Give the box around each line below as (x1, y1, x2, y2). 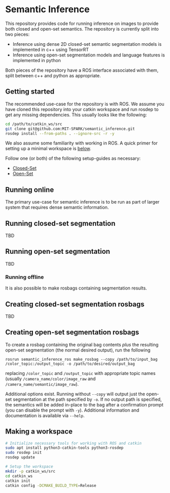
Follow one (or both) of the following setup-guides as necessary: (5, 155, 141, 161)
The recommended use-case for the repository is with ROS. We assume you (5, 101, 165, 107)
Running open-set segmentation (5, 247, 111, 256)
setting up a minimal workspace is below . (5, 146, 91, 152)
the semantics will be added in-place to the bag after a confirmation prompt (5, 401, 163, 408)
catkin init (5, 478, 30, 483)
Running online (5, 185, 54, 194)
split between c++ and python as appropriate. (5, 72, 101, 78)
